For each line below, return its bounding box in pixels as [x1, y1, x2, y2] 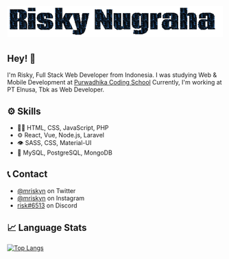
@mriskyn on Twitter [16, 186, 76, 194]
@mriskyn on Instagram [16, 194, 85, 202]
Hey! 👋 [7, 52, 36, 64]
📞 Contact [7, 168, 48, 180]
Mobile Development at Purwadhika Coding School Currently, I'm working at [7, 78, 222, 87]
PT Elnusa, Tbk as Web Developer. [7, 85, 105, 94]
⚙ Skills [7, 105, 41, 117]
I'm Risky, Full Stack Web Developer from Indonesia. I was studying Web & [7, 71, 217, 79]
